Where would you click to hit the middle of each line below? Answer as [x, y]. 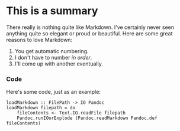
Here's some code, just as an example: [53, 92]
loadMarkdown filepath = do [41, 108]
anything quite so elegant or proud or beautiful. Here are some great [89, 33]
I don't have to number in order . [53, 57]
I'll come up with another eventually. [59, 64]
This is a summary [52, 11]
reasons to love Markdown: [39, 40]
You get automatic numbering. [52, 51]
